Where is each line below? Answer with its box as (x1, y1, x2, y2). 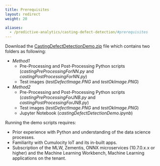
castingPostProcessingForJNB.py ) (19, 100, 89, 106)
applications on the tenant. (12, 155, 66, 161)
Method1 (12, 58, 30, 64)
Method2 (12, 84, 31, 90)
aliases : (5, 25, 23, 30)
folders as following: (5, 49, 46, 55)
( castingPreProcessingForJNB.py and (19, 94, 96, 101)
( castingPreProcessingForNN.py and (19, 68, 94, 74)
